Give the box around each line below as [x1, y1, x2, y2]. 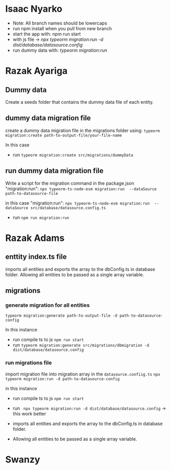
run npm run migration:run [12, 214, 69, 220]
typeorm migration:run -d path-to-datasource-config [5, 376, 120, 382]
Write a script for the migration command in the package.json [5, 180, 134, 186]
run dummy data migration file [5, 167, 104, 175]
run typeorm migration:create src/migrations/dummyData [12, 151, 134, 158]
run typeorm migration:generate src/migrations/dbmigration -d [12, 342, 150, 348]
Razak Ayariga [5, 65, 68, 77]
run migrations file [5, 359, 52, 366]
